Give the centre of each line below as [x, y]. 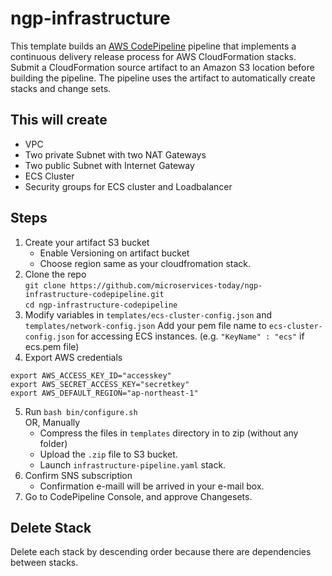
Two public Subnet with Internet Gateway [109, 165]
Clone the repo [55, 274]
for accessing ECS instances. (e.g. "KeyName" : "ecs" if [190, 336]
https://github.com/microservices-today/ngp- [166, 285]
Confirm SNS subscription [78, 475]
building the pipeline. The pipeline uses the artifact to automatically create [163, 78]
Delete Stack [51, 527]
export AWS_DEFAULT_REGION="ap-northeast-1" [104, 393]
